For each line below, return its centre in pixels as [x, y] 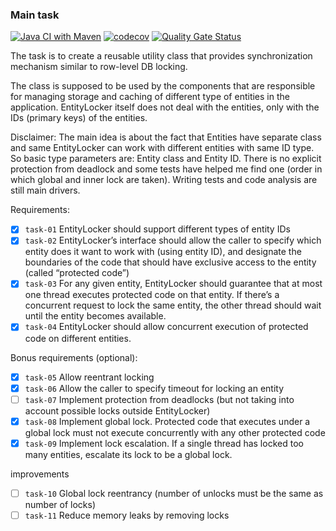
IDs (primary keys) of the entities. [79, 118]
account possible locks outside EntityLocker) [117, 410]
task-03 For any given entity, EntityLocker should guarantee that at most [173, 284]
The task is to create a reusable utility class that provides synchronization [161, 56]
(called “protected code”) [77, 273]
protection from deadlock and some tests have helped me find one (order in [166, 169]
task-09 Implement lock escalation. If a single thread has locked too [164, 443]
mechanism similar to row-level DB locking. [99, 67]
